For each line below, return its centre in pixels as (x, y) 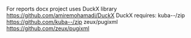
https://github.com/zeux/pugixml (48, 28)
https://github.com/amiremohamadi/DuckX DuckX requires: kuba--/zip (96, 15)
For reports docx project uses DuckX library (62, 9)
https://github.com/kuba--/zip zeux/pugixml (62, 22)
